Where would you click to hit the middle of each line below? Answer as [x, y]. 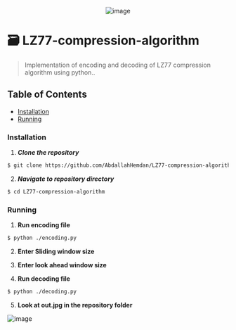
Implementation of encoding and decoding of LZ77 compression [117, 65]
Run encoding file [44, 225]
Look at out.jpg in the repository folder [75, 305]
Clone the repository [48, 153]
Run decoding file [44, 279]
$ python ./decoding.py [42, 291]
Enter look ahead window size [62, 265]
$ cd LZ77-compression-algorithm [56, 191]
